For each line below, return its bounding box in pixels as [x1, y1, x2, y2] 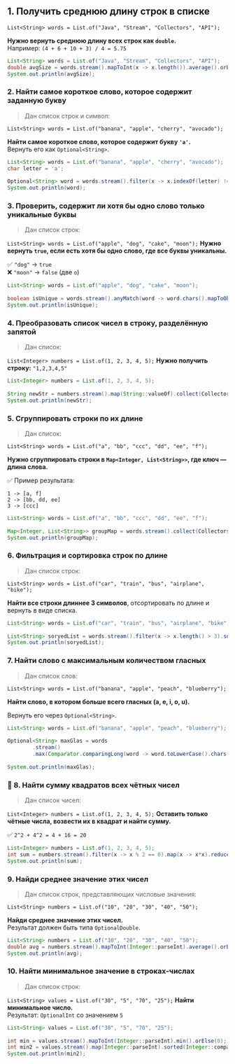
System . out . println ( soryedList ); [7, 639, 105, 646]
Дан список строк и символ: [24, 111, 111, 120]
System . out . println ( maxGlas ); [7, 763, 96, 771]
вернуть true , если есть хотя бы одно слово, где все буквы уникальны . [7, 246, 227, 255]
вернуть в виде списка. [7, 605, 78, 615]
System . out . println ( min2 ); [7, 1050, 86, 1058]
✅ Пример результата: [7, 476, 75, 484]
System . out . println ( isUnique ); [7, 302, 99, 309]
